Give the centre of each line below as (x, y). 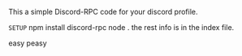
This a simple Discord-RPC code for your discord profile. (103, 12)
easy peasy (28, 43)
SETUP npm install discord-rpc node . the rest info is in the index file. (121, 27)
